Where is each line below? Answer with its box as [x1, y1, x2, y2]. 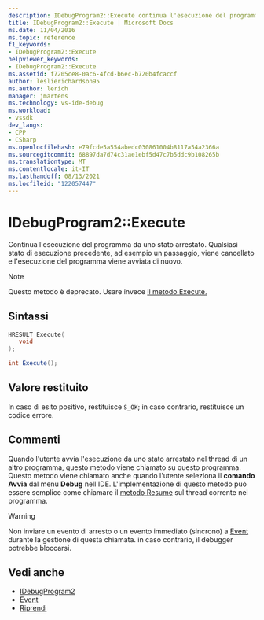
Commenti [8, 434, 60, 447]
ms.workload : [8, 107, 51, 115]
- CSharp [8, 135, 37, 144]
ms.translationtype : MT [8, 158, 86, 166]
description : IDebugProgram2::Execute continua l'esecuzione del [8, 11, 226, 20]
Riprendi [19, 603, 47, 613]
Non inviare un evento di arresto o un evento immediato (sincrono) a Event [8, 526, 249, 536]
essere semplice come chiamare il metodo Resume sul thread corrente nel [8, 487, 249, 496]
